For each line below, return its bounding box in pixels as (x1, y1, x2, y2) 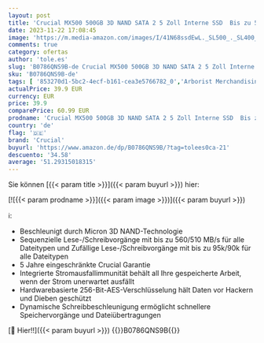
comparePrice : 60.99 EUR (8, 107, 90, 115)
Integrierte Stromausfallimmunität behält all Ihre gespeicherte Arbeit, (19, 269, 242, 278)
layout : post (8, 11, 51, 20)
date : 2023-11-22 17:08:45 (8, 26, 97, 34)
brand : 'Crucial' (8, 136, 65, 144)
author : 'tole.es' (8, 56, 68, 64)
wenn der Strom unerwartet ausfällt (19, 277, 135, 286)
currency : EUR (8, 92, 55, 100)
